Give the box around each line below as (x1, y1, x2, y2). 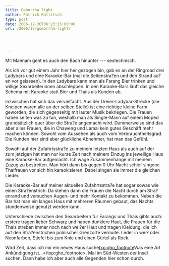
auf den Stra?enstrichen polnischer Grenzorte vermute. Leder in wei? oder (5, 230, 160, 236)
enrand (5, 193, 20, 199)
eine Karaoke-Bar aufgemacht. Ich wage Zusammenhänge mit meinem (5, 157, 152, 163)
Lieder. (5, 172, 20, 179)
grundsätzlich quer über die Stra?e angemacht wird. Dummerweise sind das (5, 120, 163, 126)
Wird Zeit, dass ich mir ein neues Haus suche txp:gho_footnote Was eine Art (5, 245, 161, 251)
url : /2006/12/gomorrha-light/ (5, 26, 71, 31)
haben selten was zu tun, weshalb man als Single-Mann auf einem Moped (5, 114, 159, 121)
